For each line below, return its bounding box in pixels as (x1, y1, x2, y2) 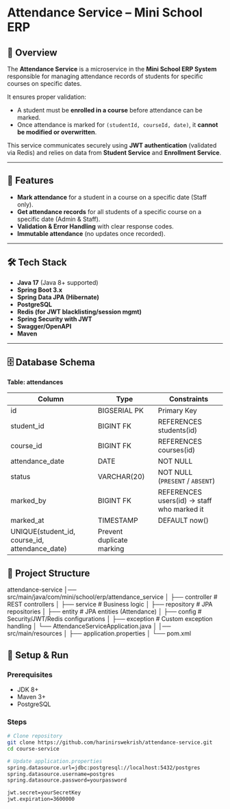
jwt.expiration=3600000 (7, 796, 75, 803)
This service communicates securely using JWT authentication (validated (7, 141, 217, 149)
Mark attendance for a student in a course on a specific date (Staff (16, 193, 207, 201)
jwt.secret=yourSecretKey (7, 789, 81, 797)
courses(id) (157, 445, 196, 455)
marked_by (10, 496, 47, 506)
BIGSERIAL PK (98, 406, 144, 416)
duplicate (98, 535, 128, 545)
